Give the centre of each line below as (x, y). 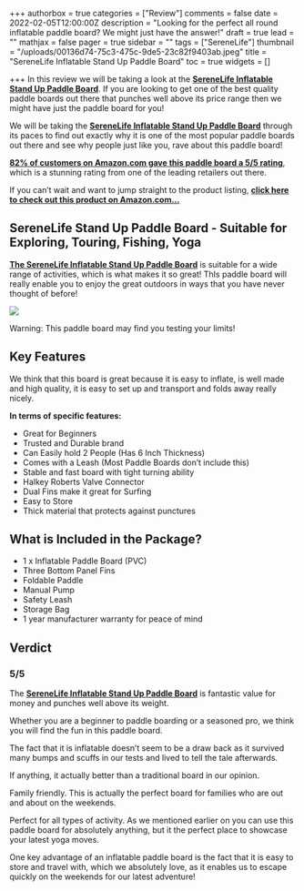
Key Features (48, 357)
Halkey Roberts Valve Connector (84, 481)
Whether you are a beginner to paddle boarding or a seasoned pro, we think (152, 721)
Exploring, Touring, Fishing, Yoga (106, 243)
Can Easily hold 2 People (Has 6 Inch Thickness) (114, 452)
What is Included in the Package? (106, 539)
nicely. (22, 398)
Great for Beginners (60, 433)
